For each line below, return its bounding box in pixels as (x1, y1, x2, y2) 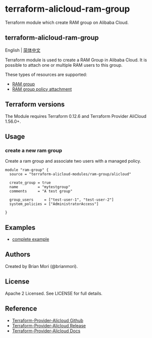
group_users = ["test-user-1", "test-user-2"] (9, 197, 114, 203)
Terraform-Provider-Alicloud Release (12, 322, 86, 328)
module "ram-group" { (5, 168, 49, 172)
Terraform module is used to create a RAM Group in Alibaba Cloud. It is (5, 57, 147, 63)
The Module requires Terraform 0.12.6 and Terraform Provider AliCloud (5, 113, 147, 119)
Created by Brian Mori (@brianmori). (5, 263, 78, 269)
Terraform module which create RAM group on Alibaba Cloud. (5, 19, 129, 25)
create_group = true (9, 180, 51, 186)
